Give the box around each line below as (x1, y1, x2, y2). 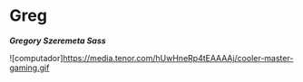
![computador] (9, 52, 64, 63)
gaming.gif (9, 62, 50, 73)
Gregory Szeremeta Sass (9, 35, 106, 46)
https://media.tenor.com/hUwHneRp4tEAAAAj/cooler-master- (63, 52, 294, 63)
